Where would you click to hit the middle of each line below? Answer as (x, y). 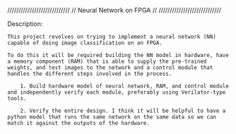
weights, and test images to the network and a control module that (110, 68)
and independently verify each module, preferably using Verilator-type (117, 92)
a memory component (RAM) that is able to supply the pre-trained (107, 61)
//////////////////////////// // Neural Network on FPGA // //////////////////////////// (114, 10)
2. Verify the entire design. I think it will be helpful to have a (123, 111)
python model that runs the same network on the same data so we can (112, 117)
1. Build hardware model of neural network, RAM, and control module (125, 86)
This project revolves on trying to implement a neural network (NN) (112, 37)
